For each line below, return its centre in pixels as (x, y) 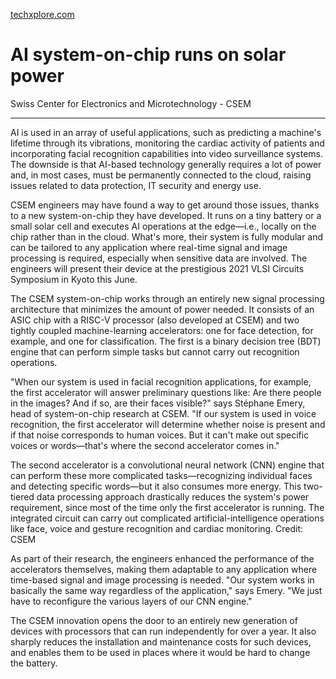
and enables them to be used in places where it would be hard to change (160, 652)
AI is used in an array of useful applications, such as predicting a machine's (166, 132)
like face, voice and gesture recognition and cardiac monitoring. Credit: (157, 528)
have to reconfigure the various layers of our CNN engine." (131, 601)
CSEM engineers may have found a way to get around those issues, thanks (165, 205)
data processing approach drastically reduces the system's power (173, 496)
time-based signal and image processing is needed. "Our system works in (162, 580)
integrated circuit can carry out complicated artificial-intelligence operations (167, 518)
